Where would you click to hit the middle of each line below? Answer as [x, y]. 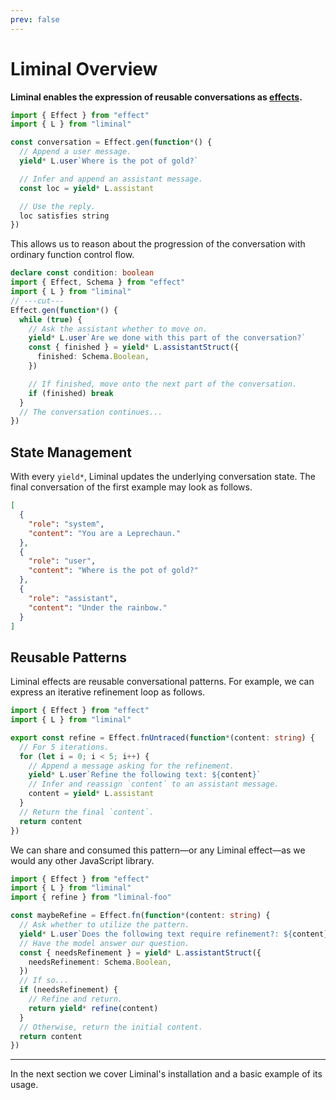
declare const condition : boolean [82, 273]
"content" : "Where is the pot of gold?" [113, 571]
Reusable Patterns [69, 657]
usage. [24, 1085]
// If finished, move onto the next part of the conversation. [163, 384]
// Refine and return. [75, 999]
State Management [71, 452]
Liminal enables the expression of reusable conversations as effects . [156, 97]
